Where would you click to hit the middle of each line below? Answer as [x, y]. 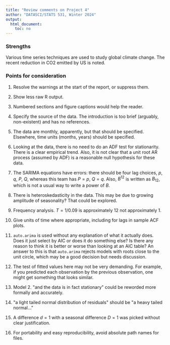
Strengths [18, 47]
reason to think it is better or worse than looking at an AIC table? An [83, 246]
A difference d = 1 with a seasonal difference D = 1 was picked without [87, 318]
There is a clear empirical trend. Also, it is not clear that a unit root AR [85, 152]
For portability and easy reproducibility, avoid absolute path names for [86, 333]
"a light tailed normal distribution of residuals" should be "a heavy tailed [88, 303]
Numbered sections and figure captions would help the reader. [78, 106]
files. [18, 338]
